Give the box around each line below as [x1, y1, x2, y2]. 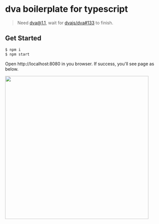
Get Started [5, 34, 41, 42]
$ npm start [5, 52, 30, 57]
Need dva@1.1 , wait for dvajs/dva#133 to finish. [17, 20, 114, 26]
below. [5, 66, 19, 72]
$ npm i [5, 47, 21, 52]
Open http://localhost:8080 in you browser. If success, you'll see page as [5, 61, 155, 67]
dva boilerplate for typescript [5, 3, 128, 15]
